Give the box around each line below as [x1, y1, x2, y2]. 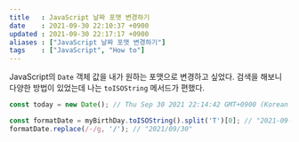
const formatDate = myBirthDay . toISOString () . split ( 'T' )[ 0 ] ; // [9, 116, 253, 125]
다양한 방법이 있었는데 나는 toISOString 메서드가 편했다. [9, 83, 206, 93]
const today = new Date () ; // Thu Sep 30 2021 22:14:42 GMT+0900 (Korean [9, 100, 289, 109]
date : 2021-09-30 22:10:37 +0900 [9, 21, 149, 30]
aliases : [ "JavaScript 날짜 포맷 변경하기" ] [9, 37, 166, 47]
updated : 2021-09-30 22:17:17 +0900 [9, 29, 149, 38]
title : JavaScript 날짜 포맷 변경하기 [9, 12, 150, 22]
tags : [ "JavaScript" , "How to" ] [9, 46, 145, 55]
